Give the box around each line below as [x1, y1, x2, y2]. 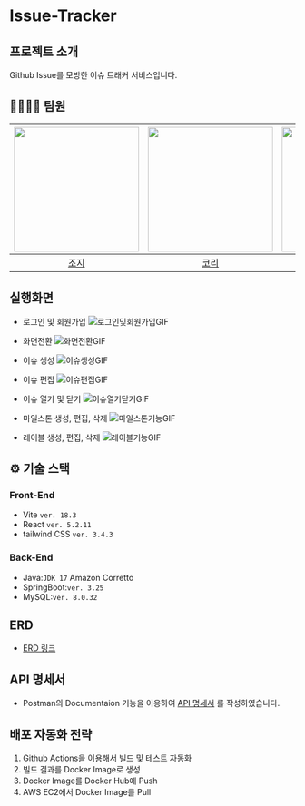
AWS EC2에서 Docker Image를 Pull [22, 787, 152, 798]
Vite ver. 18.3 [22, 509, 77, 520]
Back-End [9, 551, 54, 564]
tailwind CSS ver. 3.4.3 [22, 528, 113, 540]
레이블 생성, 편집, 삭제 [22, 432, 101, 443]
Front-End [9, 488, 55, 501]
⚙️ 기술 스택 [9, 461, 71, 477]
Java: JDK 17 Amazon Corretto [22, 572, 134, 583]
